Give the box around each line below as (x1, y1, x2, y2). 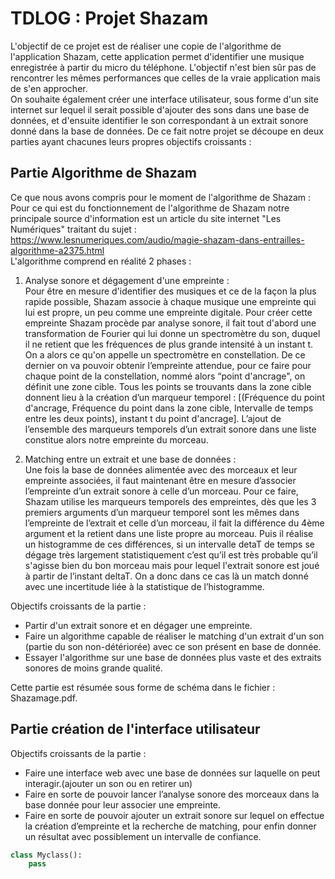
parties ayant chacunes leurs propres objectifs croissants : (10, 135, 252, 147)
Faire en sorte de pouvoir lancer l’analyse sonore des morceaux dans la (24, 788, 320, 800)
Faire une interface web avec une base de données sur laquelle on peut (24, 767, 321, 779)
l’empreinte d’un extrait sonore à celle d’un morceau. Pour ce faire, (24, 485, 299, 497)
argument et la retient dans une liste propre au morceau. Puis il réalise (24, 527, 314, 539)
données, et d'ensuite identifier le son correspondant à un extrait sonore (10, 114, 309, 126)
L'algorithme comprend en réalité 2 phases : (10, 255, 192, 267)
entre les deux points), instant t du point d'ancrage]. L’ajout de (24, 412, 282, 424)
